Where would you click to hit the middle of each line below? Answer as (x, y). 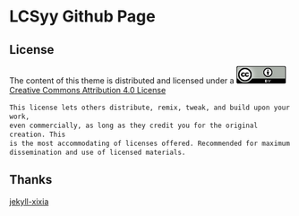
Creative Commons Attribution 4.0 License (88, 90)
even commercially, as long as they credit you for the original (133, 125)
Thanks (31, 180)
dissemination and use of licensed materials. (98, 152)
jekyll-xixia (29, 201)
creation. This (38, 134)
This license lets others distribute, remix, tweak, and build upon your (150, 108)
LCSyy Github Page (82, 17)
